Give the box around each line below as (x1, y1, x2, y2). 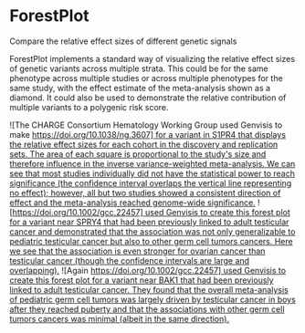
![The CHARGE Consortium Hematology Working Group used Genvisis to (9, 120, 283, 130)
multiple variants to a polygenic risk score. (9, 101, 169, 112)
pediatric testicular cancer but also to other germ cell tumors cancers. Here (9, 235, 294, 246)
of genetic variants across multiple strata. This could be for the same (9, 63, 269, 74)
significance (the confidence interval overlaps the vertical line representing (9, 177, 292, 188)
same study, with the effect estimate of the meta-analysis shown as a (9, 82, 271, 93)
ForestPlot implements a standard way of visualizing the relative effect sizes (9, 53, 295, 64)
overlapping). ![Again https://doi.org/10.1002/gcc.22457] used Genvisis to (9, 265, 286, 276)
